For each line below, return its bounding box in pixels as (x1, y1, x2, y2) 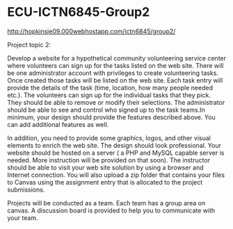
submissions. (7, 185, 45, 194)
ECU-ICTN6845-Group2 (7, 4, 150, 20)
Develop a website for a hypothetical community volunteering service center (7, 53, 227, 62)
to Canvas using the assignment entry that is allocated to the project (7, 178, 203, 186)
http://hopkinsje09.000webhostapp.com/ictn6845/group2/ (7, 27, 176, 35)
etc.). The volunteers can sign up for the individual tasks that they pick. (7, 91, 211, 99)
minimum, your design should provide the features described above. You (7, 112, 216, 121)
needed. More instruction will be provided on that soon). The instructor (7, 155, 211, 164)
